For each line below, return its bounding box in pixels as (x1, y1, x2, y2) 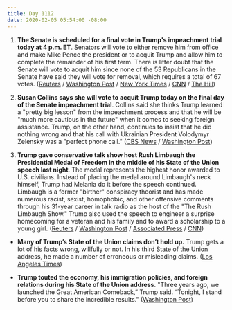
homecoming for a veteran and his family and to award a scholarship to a (17, 217, 226, 225)
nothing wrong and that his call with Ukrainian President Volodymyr (17, 129, 210, 138)
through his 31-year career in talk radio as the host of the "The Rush (17, 202, 212, 210)
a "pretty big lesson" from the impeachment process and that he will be (17, 108, 222, 116)
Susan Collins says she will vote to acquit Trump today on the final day (17, 93, 225, 101)
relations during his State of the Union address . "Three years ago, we (17, 280, 220, 289)
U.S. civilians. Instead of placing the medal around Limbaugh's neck (17, 172, 211, 181)
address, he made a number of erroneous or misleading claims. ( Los (17, 252, 213, 260)
